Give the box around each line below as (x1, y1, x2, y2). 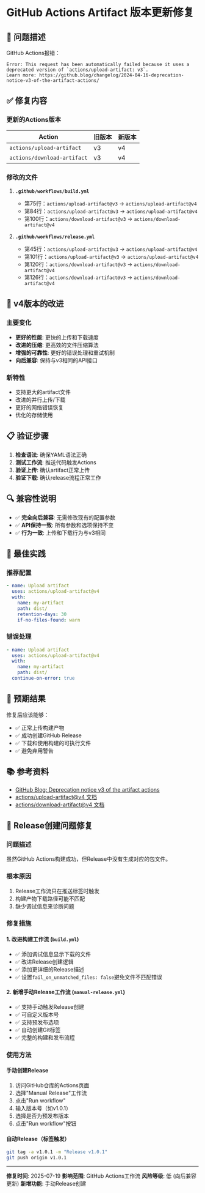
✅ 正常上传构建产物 (15, 724, 65, 731)
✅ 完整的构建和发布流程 (15, 1033, 75, 1041)
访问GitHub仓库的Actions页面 (15, 1082, 90, 1089)
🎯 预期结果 (6, 694, 46, 704)
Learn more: (6, 72, 37, 78)
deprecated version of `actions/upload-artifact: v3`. (6, 67, 149, 73)
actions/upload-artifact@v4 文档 (15, 793, 98, 800)
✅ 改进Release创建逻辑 (15, 958, 74, 965)
